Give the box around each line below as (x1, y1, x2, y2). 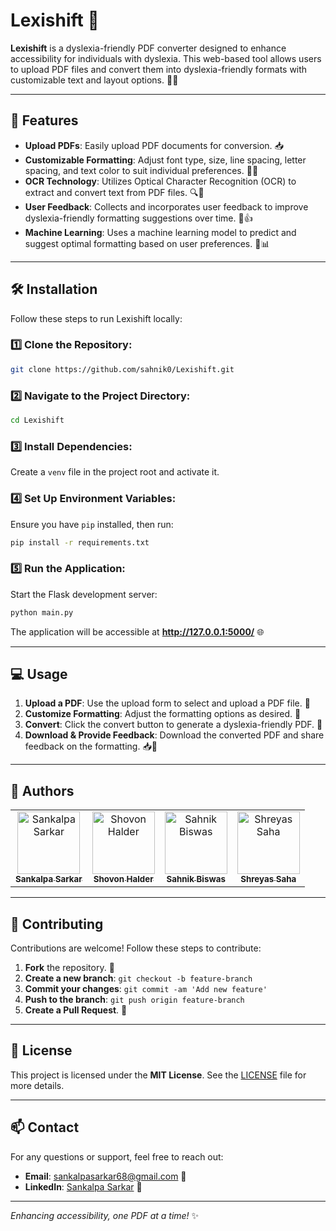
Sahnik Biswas (166, 874, 226, 885)
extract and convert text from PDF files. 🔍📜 (24, 186, 205, 198)
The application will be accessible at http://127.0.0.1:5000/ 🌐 (10, 625, 265, 638)
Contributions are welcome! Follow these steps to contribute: (10, 942, 262, 954)
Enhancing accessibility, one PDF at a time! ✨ (10, 1209, 200, 1221)
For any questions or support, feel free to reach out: (10, 1150, 224, 1163)
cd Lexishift (10, 415, 65, 426)
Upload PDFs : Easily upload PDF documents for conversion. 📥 (24, 139, 284, 151)
